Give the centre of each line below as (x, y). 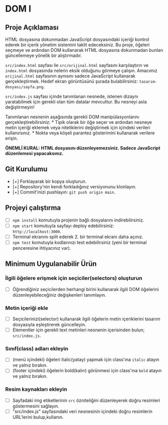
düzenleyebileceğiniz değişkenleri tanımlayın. (59, 295)
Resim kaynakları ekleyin (36, 389)
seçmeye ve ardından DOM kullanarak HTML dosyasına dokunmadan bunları (84, 50)
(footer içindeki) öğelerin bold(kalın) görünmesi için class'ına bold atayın (87, 371)
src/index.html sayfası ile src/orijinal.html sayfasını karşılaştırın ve (77, 65)
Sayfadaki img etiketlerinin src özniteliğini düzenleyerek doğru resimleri (86, 400)
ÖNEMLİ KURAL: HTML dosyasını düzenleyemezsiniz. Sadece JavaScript (83, 148)
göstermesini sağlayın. (36, 406)
